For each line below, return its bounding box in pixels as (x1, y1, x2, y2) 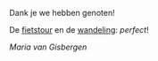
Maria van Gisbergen (9, 42, 87, 52)
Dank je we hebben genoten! (9, 8, 115, 18)
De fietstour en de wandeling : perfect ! (9, 25, 149, 34)
